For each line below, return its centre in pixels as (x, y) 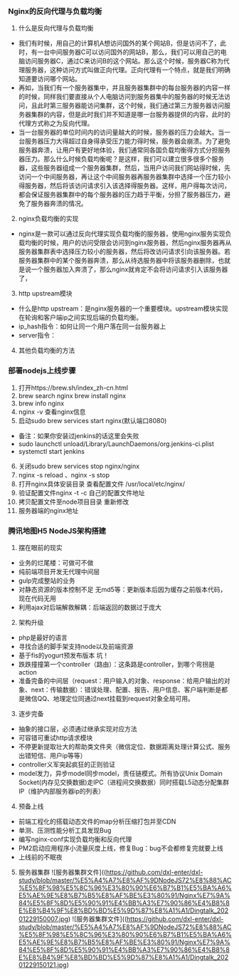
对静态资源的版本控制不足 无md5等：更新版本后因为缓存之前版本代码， (122, 589)
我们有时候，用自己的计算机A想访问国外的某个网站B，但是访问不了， (119, 43)
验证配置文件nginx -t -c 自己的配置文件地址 (81, 492)
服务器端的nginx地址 (48, 510)
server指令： (37, 336)
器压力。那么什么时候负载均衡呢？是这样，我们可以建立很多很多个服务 (121, 159)
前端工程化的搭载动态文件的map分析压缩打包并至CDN (97, 821)
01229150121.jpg (42, 965)
